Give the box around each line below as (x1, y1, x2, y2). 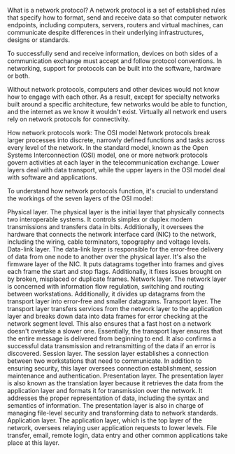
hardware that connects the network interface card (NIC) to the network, (7, 231, 217, 238)
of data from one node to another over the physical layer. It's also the (7, 252, 206, 261)
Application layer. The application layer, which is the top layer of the (7, 416, 203, 425)
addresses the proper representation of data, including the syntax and (7, 394, 210, 402)
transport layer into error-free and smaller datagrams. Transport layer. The (7, 297, 222, 305)
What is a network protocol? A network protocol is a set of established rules (7, 6, 226, 14)
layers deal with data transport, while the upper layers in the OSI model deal (7, 166, 226, 174)
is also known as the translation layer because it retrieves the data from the (7, 379, 224, 387)
